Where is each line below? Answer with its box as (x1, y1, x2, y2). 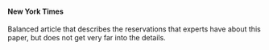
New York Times (7, 6, 64, 16)
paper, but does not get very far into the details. (7, 33, 166, 43)
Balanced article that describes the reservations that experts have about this (7, 24, 261, 34)
